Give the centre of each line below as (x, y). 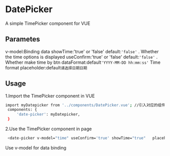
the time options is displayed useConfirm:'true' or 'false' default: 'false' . (81, 57)
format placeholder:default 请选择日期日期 (46, 67)
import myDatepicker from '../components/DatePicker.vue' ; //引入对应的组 (83, 105)
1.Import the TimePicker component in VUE (50, 96)
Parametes (23, 39)
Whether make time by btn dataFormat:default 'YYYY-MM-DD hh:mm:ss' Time (83, 62)
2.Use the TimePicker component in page (49, 129)
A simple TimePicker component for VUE (48, 23)
